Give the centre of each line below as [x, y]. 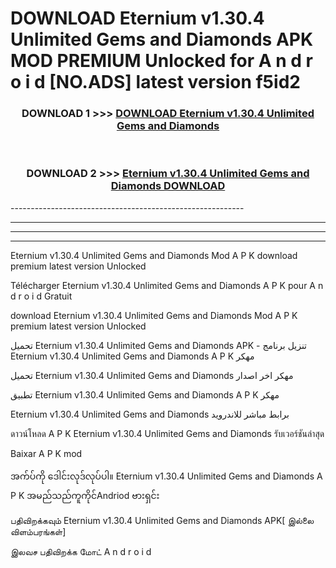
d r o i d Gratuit [41, 296]
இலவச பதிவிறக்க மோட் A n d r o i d [81, 551]
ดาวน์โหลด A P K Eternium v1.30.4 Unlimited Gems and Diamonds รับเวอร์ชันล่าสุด [167, 433]
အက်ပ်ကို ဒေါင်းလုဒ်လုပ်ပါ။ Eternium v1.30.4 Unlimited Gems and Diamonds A [166, 476]
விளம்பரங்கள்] [38, 531]
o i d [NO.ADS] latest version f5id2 [155, 82]
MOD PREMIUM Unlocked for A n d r [161, 61]
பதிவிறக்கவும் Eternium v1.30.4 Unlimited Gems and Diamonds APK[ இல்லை [162, 520]
